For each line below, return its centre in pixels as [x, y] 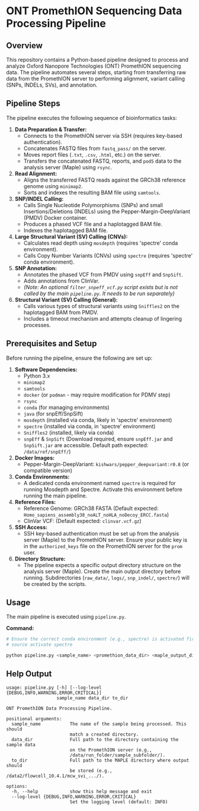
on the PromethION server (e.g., [111, 750]
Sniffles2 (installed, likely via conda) [69, 432]
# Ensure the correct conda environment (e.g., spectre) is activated [95, 639]
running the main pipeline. [55, 495]
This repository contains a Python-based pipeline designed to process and [97, 60]
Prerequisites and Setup [52, 343]
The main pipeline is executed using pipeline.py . [66, 617]
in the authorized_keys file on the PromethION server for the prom [103, 546]
